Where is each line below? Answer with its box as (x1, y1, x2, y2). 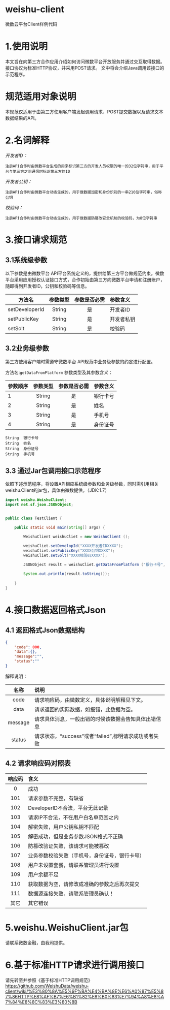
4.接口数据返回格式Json (5, 604, 106, 616)
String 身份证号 (5, 446, 39, 451)
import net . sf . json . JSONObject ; (5, 502, 73, 508)
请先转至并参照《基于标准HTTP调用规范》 (5, 977, 93, 983)
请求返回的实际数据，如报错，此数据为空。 (34, 706, 136, 713)
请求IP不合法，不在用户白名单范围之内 (28, 814, 119, 821)
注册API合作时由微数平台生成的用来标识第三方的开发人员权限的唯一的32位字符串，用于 (5, 164, 160, 169)
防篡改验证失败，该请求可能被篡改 (28, 842, 110, 849)
